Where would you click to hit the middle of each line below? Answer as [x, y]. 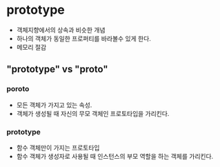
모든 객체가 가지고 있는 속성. [54, 105]
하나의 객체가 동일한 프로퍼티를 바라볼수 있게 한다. [83, 38]
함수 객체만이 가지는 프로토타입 [58, 148]
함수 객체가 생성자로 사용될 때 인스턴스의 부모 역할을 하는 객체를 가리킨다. [115, 156]
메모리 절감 [31, 47]
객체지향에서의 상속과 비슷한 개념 [61, 30]
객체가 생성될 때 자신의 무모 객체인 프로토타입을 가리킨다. [93, 113]
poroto [18, 89]
